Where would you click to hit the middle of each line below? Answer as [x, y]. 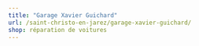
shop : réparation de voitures [58, 30]
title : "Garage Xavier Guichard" [63, 15]
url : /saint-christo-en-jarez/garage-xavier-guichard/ [100, 23]
